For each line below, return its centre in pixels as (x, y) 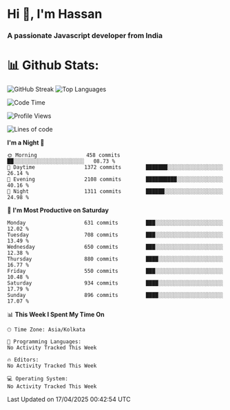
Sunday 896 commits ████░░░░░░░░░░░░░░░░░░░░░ (115, 296)
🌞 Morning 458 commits (64, 155)
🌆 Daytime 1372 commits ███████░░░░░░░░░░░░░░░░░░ (115, 167)
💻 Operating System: (38, 379)
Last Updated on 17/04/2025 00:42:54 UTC (69, 400)
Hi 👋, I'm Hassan (55, 14)
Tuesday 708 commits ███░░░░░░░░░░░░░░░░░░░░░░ (115, 235)
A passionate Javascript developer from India (85, 36)
